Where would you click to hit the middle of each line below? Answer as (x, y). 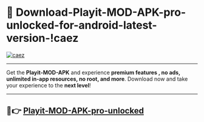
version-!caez (42, 38)
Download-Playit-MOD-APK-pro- (101, 12)
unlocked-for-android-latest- (82, 25)
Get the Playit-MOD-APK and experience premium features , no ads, (93, 72)
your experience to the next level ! (49, 85)
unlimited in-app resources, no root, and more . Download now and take (97, 79)
